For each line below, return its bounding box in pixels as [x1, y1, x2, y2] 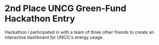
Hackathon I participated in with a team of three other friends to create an [4, 29, 155, 35]
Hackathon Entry [4, 13, 75, 24]
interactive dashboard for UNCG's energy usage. [4, 34, 104, 40]
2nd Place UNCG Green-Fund [4, 3, 127, 14]
